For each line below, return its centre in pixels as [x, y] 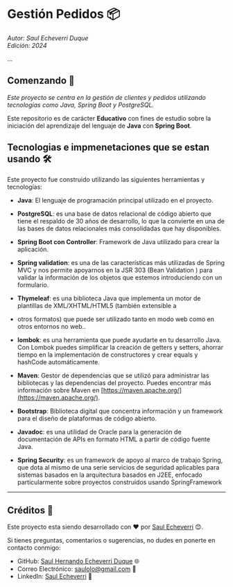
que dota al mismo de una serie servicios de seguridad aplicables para [118, 467]
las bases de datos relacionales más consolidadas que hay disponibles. [119, 228]
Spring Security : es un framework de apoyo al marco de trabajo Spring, [120, 460]
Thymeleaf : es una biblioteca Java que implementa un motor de [109, 298]
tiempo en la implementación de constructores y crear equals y [107, 355]
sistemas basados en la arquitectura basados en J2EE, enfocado [110, 475]
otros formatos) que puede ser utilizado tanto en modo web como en [116, 319]
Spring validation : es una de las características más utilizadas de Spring [121, 262]
